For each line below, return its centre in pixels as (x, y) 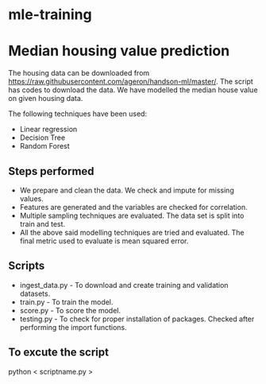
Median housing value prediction (119, 51)
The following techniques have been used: (78, 114)
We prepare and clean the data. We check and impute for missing (127, 190)
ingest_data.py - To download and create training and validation (124, 285)
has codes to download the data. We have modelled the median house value (133, 90)
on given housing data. (46, 99)
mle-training (50, 15)
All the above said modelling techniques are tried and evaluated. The (132, 232)
